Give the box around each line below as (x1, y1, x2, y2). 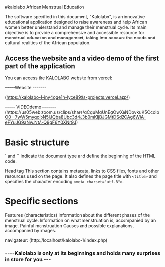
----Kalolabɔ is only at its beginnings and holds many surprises (5, 249, 161, 256)
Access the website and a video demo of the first (5, 54, 159, 63)
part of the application (5, 62, 75, 71)
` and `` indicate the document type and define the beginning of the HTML (5, 153, 156, 159)
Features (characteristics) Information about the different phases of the (5, 212, 150, 218)
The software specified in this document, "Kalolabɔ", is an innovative (5, 14, 145, 19)
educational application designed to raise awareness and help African (5, 19, 147, 25)
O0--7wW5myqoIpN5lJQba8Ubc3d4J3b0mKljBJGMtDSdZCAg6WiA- (5, 114, 146, 120)
